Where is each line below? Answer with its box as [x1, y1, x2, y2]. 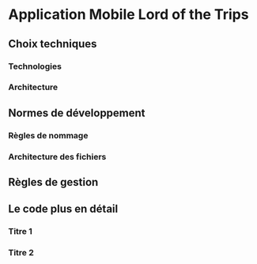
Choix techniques [8, 37, 97, 51]
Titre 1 [8, 226, 33, 237]
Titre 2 [8, 247, 34, 258]
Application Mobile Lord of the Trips [8, 6, 249, 24]
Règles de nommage [8, 130, 89, 141]
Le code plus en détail [8, 202, 119, 216]
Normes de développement [8, 106, 146, 119]
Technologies [8, 61, 62, 72]
